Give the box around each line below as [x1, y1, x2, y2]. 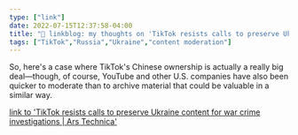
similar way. [9, 90, 53, 101]
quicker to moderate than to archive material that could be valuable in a [9, 80, 270, 91]
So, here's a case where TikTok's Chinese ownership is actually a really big [9, 62, 284, 72]
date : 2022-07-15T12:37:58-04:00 [9, 21, 133, 30]
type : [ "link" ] [9, 12, 66, 22]
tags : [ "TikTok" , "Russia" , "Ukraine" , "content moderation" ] [9, 37, 232, 47]
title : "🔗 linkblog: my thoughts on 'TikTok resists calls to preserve [9, 29, 279, 38]
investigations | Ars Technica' [9, 116, 118, 127]
